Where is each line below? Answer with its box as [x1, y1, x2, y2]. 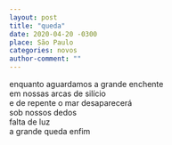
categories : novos [9, 46, 78, 55]
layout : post [9, 12, 58, 22]
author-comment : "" [9, 54, 82, 63]
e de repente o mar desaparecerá [9, 98, 133, 108]
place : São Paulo [9, 37, 74, 47]
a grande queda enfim [9, 126, 91, 136]
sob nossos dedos [9, 108, 78, 117]
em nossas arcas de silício [9, 88, 107, 99]
